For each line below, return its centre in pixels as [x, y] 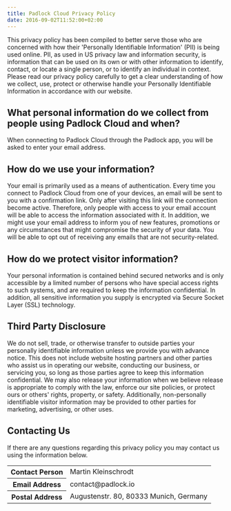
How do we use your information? [81, 169]
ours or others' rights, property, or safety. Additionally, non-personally [107, 394]
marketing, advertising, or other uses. [60, 409]
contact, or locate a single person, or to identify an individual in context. [109, 69]
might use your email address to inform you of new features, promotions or [114, 222]
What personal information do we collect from [108, 112]
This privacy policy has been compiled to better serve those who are [104, 39]
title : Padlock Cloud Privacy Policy [61, 13]
